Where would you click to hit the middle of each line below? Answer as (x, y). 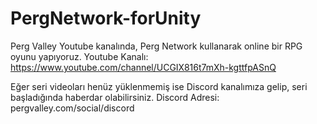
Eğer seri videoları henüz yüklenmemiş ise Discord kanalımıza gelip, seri (159, 86)
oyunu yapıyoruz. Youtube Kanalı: (79, 56)
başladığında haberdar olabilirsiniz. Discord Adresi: (115, 97)
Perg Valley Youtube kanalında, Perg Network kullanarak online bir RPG (156, 46)
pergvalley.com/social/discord (72, 108)
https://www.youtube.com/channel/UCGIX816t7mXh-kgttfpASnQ (143, 67)
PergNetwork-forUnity (106, 18)
